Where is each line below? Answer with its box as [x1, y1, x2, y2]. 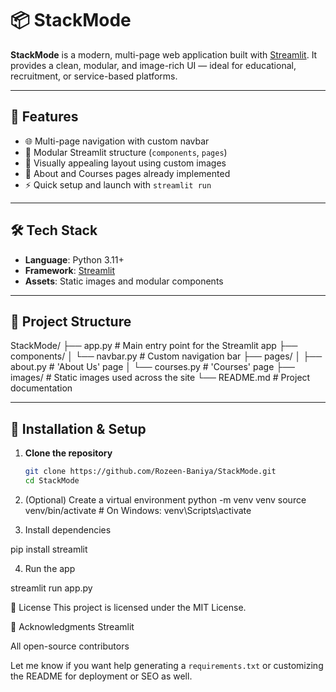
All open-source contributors [10, 640, 130, 652]
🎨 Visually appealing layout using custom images [24, 157, 227, 169]
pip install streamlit [10, 543, 88, 555]
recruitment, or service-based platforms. [10, 70, 178, 82]
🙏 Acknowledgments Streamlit [10, 620, 135, 632]
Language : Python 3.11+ [24, 253, 125, 266]
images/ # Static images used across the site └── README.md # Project [10, 372, 311, 384]
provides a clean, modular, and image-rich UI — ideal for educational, [10, 59, 297, 71]
